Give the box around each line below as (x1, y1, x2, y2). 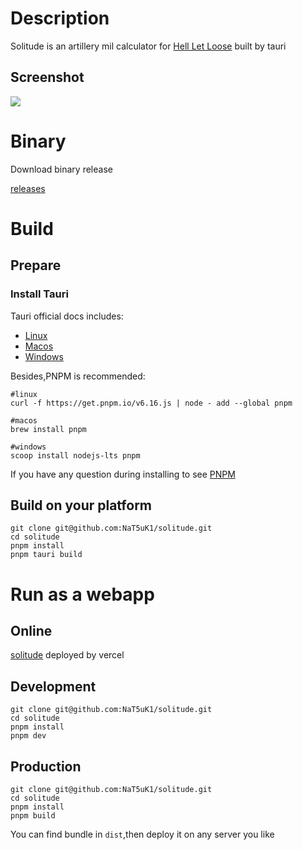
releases (10, 182, 46, 194)
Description (10, 7, 110, 30)
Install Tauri (10, 287, 69, 301)
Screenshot (10, 69, 85, 86)
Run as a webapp (10, 583, 155, 606)
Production (10, 758, 82, 775)
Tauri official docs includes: (10, 310, 124, 322)
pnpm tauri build (10, 550, 83, 560)
